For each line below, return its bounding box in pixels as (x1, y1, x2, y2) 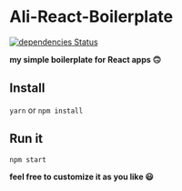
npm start (9, 155, 47, 165)
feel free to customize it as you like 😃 (9, 171, 155, 182)
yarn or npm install (9, 105, 84, 116)
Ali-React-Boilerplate (9, 6, 174, 27)
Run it (9, 131, 44, 146)
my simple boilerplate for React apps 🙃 (9, 54, 162, 65)
